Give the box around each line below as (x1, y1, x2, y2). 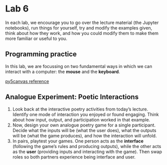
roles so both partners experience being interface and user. (12, 153, 136, 160)
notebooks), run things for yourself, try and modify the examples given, (5, 24, 152, 30)
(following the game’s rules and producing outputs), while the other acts (12, 143, 161, 149)
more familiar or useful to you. (5, 35, 68, 41)
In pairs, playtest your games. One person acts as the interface (12, 138, 144, 144)
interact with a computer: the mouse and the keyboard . (5, 68, 120, 74)
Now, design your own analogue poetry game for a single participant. (12, 122, 156, 128)
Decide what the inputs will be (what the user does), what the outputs (12, 127, 156, 133)
